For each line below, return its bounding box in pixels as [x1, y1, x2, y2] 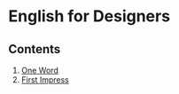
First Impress [20, 74, 70, 85]
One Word [20, 65, 58, 75]
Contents [8, 42, 61, 57]
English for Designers [8, 6, 170, 27]
